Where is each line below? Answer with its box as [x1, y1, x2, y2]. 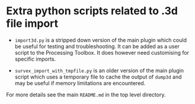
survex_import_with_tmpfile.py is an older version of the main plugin [14, 67, 184, 74]
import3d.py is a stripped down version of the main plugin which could [14, 36, 187, 43]
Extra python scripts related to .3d [6, 4, 178, 18]
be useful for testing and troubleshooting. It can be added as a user [14, 43, 180, 50]
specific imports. [14, 55, 56, 62]
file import [6, 17, 59, 30]
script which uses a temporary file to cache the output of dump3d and [14, 73, 182, 80]
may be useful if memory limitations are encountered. [14, 79, 146, 87]
